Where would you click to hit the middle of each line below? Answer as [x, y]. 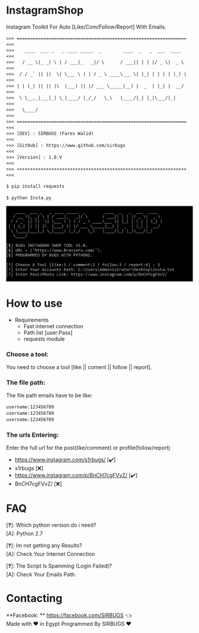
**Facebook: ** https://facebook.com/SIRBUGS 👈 [69, 615]
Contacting [34, 599]
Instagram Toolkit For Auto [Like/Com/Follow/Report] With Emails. [86, 27]
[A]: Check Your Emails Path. [41, 575]
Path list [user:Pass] [48, 332]
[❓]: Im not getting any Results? [44, 546]
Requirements [32, 320]
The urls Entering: [33, 434]
